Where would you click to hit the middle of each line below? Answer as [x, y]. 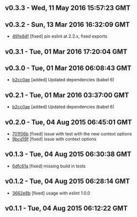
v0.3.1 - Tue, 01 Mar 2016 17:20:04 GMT [66, 51]
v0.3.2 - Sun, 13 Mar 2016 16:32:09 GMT [68, 25]
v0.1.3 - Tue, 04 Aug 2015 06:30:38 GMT [68, 154]
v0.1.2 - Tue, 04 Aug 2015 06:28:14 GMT [68, 181]
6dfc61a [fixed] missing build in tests [49, 166]
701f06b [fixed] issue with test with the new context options [72, 134]
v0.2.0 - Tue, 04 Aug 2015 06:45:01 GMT [68, 122]
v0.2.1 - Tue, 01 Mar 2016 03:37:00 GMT [67, 95]
